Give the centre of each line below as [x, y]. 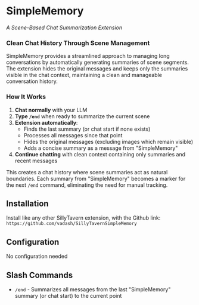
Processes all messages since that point [73, 135]
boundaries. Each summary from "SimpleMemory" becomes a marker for [96, 178]
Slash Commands [40, 275]
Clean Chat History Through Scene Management [78, 43]
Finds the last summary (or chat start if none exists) [87, 129]
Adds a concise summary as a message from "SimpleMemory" [101, 148]
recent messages [36, 161]
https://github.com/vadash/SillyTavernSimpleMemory [71, 224]
